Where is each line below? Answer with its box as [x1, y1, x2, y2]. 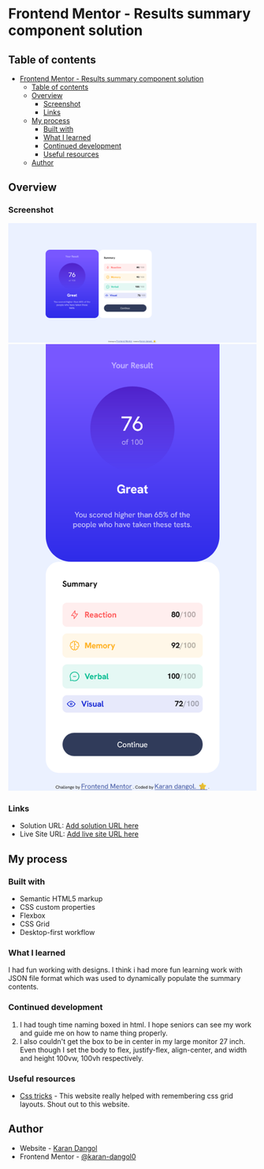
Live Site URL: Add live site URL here [19, 829, 139, 839]
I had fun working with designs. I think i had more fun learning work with [8, 965, 243, 975]
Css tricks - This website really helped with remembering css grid [19, 1092, 234, 1101]
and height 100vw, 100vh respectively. [19, 1053, 144, 1063]
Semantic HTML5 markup [19, 894, 103, 903]
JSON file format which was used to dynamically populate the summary [8, 974, 241, 983]
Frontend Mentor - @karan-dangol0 [19, 1152, 136, 1161]
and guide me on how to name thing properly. [19, 1028, 168, 1038]
